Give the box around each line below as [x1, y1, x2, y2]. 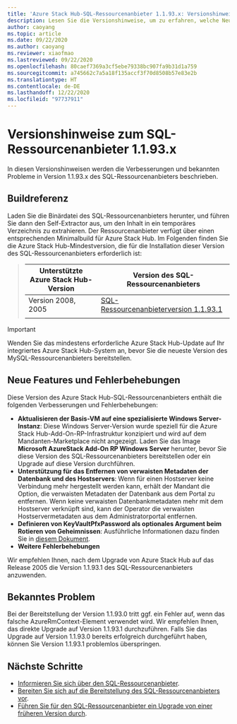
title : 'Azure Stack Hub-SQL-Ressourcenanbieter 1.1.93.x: [7, 10, 185, 18]
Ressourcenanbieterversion [100, 304, 193, 314]
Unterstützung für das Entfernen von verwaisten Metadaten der [17, 467, 209, 475]
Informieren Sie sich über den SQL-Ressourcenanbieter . [17, 679, 180, 688]
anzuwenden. [7, 571, 47, 579]
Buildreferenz [7, 192, 69, 205]
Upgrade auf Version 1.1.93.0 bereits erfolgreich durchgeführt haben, [7, 632, 207, 641]
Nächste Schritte [7, 660, 83, 672]
